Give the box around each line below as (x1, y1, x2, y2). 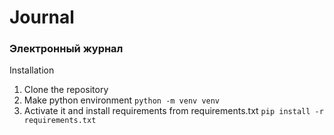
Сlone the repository (23, 84, 109, 96)
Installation (9, 64, 55, 76)
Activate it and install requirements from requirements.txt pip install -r (23, 105, 324, 117)
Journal (9, 6, 75, 29)
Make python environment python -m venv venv (23, 94, 221, 106)
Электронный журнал (9, 42, 124, 56)
